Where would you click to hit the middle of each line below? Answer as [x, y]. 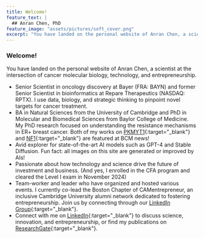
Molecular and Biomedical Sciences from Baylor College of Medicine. [102, 119]
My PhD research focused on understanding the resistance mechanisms [105, 125]
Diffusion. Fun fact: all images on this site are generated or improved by [104, 151]
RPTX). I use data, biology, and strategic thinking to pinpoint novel [98, 100]
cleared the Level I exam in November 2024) [71, 177]
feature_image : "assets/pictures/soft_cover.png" [70, 29]
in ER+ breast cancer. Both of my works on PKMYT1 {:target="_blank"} [103, 132]
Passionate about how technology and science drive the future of [97, 164]
